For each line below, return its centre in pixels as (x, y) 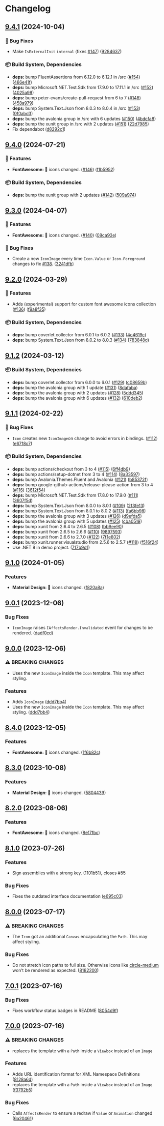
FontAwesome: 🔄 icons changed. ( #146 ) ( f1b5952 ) (63, 169)
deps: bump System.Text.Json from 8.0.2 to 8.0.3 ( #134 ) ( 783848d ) (81, 340)
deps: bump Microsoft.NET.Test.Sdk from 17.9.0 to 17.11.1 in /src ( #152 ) (83, 88)
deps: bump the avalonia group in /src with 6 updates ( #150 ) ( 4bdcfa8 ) (84, 119)
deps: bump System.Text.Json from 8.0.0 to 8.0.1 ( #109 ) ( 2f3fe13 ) (78, 505)
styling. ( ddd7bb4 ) (31, 712)
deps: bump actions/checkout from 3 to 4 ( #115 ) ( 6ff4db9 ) (71, 469)
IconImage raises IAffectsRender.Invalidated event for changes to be (82, 628)
